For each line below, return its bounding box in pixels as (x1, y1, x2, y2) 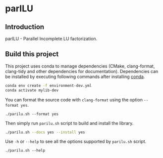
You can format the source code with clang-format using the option (5, 97, 143, 103)
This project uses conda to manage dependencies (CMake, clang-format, (5, 63, 155, 69)
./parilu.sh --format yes (5, 112, 58, 117)
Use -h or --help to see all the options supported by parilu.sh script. (5, 139, 147, 145)
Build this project (5, 50, 59, 58)
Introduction (5, 23, 45, 31)
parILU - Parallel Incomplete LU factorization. (5, 36, 98, 41)
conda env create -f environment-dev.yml (5, 83, 92, 88)
